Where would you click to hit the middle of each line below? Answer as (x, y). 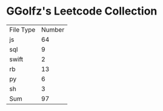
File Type (22, 30)
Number (53, 30)
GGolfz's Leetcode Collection (82, 11)
